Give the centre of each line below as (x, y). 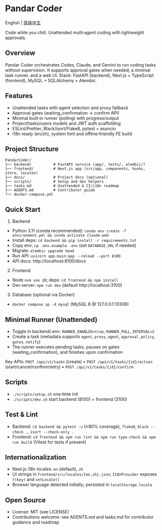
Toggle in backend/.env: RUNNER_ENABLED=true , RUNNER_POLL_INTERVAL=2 (83, 331)
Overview (20, 53)
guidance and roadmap (36, 522)
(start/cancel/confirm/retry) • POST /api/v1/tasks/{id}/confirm (69, 367)
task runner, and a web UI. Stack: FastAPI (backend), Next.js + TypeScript (80, 75)
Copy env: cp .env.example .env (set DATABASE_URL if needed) (74, 246)
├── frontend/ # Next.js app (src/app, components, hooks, (75, 169)
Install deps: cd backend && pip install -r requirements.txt (74, 240)
